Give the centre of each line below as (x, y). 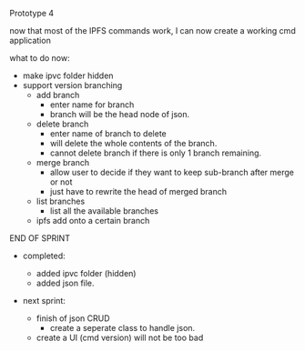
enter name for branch (92, 105)
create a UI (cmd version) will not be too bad (120, 337)
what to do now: (40, 58)
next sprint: (44, 301)
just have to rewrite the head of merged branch (138, 191)
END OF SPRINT (40, 238)
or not (61, 182)
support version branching (72, 85)
